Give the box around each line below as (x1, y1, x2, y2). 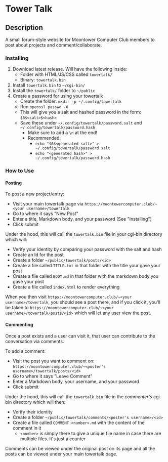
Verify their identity (12, 408, 53, 415)
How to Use (5, 167, 34, 175)
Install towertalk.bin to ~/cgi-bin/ (12, 82, 85, 89)
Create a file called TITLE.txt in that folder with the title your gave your (12, 263, 161, 269)
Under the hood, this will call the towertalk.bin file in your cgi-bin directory (5, 231, 163, 237)
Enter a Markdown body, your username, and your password (12, 378, 139, 385)
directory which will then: (13, 399, 66, 405)
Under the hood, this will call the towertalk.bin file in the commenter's (5, 393, 153, 400)
